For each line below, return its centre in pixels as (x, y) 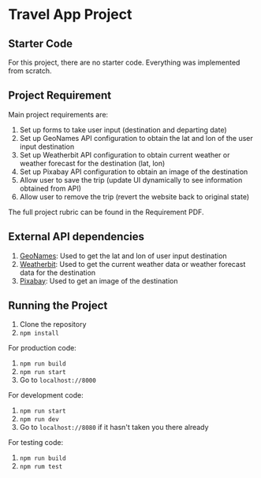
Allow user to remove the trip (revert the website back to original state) (134, 196)
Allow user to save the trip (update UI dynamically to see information (131, 180)
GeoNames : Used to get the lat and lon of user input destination (123, 256)
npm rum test (41, 467)
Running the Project (58, 306)
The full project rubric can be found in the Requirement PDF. (106, 212)
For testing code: (36, 443)
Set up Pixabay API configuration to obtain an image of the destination (134, 172)
